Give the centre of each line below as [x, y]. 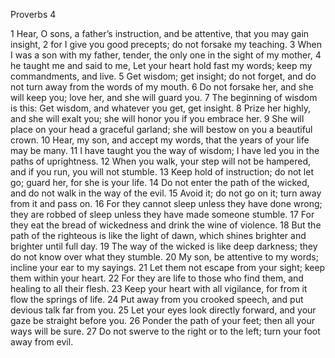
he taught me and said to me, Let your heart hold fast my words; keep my [161, 65]
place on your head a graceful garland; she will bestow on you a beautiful [161, 129]
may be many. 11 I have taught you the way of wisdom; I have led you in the [165, 150]
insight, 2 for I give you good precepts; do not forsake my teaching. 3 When [166, 44]
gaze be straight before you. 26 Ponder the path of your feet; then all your [163, 320]
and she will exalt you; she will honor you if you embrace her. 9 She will [157, 118]
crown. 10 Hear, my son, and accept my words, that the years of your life [160, 140]
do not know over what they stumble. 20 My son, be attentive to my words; [164, 257]
